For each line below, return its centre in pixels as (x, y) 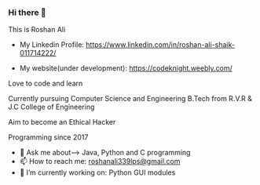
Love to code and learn (46, 83)
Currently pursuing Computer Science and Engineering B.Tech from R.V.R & (130, 99)
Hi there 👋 (27, 13)
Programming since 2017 (48, 137)
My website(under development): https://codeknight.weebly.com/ (126, 68)
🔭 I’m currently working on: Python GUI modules (97, 172)
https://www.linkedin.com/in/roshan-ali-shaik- (161, 45)
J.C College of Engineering (51, 107)
